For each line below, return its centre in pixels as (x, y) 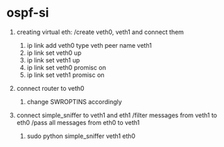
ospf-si (28, 13)
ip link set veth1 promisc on (66, 75)
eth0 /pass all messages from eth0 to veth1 (78, 122)
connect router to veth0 (50, 88)
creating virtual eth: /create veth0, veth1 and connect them (100, 32)
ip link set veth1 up (53, 60)
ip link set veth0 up (54, 53)
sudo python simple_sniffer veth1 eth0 (81, 136)
